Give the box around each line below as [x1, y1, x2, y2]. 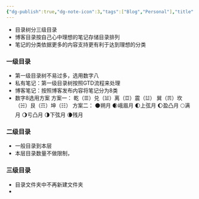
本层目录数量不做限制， [14, 150, 73, 157]
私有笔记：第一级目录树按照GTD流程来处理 [14, 79, 121, 87]
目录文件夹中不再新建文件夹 [14, 180, 84, 188]
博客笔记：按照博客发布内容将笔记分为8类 [14, 87, 118, 94]
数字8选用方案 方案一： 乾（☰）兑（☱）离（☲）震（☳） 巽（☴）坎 [14, 94, 183, 102]
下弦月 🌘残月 [50, 111, 84, 118]
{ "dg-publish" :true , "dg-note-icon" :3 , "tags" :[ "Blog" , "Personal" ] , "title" [6, 8, 194, 15]
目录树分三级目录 [14, 26, 57, 33]
